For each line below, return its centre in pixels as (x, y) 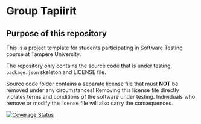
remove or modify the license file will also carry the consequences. (90, 103)
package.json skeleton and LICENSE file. (56, 72)
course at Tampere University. (44, 54)
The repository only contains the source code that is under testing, (89, 66)
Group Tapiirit (41, 11)
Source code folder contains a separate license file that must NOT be (92, 84)
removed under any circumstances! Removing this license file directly (93, 90)
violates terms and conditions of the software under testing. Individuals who (101, 97)
